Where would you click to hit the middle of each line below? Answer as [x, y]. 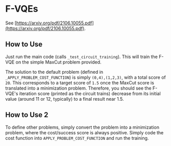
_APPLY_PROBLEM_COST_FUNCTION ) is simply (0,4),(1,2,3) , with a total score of [86, 77]
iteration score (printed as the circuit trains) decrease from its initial [90, 93]
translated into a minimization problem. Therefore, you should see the [78, 88]
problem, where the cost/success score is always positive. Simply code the [84, 132]
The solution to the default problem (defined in [54, 72]
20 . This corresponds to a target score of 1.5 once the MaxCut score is [80, 82]
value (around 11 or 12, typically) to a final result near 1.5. [65, 99]
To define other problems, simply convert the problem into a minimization [82, 127]
